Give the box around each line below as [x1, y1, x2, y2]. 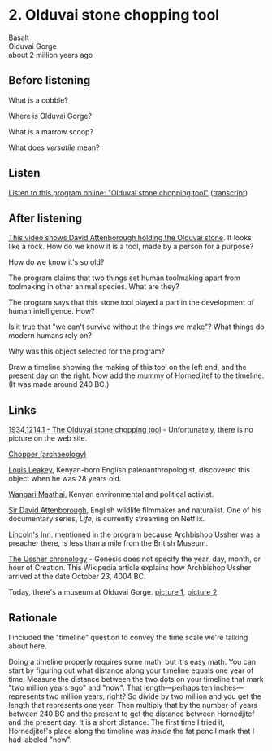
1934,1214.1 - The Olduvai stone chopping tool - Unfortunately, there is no [8, 425, 253, 435]
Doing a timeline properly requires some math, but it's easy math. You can [8, 657, 257, 666]
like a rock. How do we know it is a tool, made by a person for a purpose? [8, 242, 254, 252]
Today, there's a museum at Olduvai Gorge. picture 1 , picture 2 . [8, 587, 219, 597]
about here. [8, 641, 47, 651]
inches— [214, 683, 244, 692]
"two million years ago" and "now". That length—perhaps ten [8, 683, 213, 692]
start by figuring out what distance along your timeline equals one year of [8, 665, 254, 675]
